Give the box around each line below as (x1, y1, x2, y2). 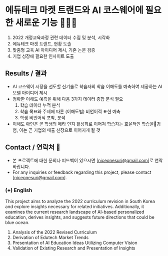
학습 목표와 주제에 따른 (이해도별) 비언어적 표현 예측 (19, 108, 121, 114)
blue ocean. (5, 219, 30, 225)
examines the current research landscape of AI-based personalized (5, 209, 144, 215)
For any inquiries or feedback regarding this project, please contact (12, 169, 151, 175)
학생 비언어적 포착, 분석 (19, 114, 66, 120)
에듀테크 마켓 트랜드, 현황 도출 (12, 40, 71, 46)
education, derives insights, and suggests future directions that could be (5, 214, 155, 220)
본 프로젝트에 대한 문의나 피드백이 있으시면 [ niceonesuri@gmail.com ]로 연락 (12, 157, 163, 163)
